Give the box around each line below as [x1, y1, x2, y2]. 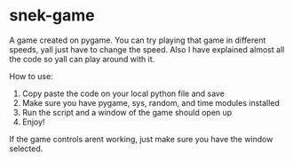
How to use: [9, 70, 53, 81]
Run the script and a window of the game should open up [21, 107, 233, 117]
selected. [9, 143, 44, 154]
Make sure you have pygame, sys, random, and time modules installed [21, 97, 280, 108]
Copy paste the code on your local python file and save [21, 88, 225, 99]
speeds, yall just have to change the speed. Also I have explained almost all [9, 44, 285, 54]
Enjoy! [21, 117, 45, 127]
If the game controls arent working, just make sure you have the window [9, 133, 273, 144]
